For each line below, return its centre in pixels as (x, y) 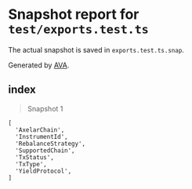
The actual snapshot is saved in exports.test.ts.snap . (96, 49)
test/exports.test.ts (78, 29)
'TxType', (31, 164)
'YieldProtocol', (43, 171)
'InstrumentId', (42, 136)
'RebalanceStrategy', (51, 144)
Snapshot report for (74, 15)
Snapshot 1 (45, 108)
